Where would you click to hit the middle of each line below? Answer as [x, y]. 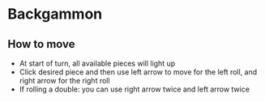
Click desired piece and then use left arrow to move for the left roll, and [138, 72]
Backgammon [55, 14]
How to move [41, 44]
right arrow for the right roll [64, 81]
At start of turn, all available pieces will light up [97, 63]
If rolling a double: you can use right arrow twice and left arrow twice [135, 89]
